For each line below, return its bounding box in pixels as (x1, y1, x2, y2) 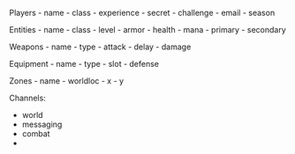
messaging (21, 119, 63, 129)
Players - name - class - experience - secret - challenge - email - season (9, 8, 276, 18)
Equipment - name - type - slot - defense (9, 59, 160, 69)
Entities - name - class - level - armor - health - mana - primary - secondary (9, 25, 286, 34)
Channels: (9, 92, 46, 103)
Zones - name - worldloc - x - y (9, 76, 125, 86)
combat (21, 128, 50, 139)
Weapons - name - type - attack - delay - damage (9, 41, 192, 52)
